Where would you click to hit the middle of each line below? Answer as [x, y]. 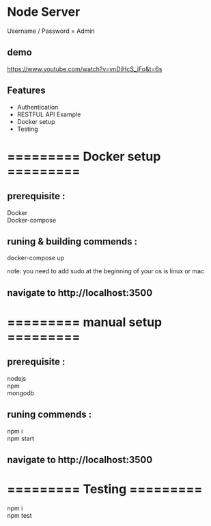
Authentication [38, 107]
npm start [21, 438]
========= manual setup [85, 322]
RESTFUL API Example [49, 114]
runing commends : [50, 415]
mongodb [21, 393]
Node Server [44, 12]
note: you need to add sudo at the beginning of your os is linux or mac [106, 271]
